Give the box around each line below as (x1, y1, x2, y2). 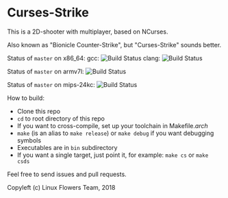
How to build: (7, 94, 45, 102)
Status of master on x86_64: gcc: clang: (7, 53, 161, 62)
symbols (16, 136, 42, 145)
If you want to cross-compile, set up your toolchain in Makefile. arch (16, 121, 208, 129)
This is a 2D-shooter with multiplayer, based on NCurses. (7, 27, 168, 36)
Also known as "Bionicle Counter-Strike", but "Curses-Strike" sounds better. (7, 40, 222, 49)
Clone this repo (16, 107, 60, 115)
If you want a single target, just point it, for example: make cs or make (16, 151, 209, 159)
